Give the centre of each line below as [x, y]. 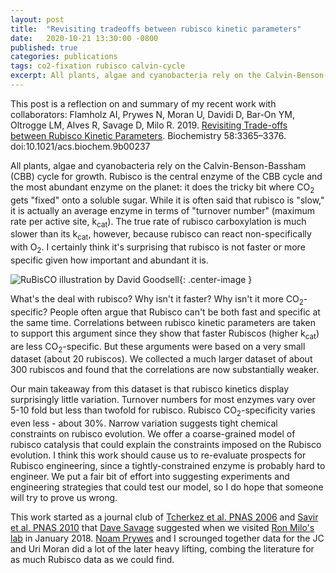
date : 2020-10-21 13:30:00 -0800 [84, 38]
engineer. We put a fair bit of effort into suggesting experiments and [150, 477]
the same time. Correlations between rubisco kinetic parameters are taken [163, 322]
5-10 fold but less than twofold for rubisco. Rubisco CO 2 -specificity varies [163, 411]
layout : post [37, 19]
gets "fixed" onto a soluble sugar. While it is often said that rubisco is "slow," [167, 200]
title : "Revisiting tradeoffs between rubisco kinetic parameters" [156, 29]
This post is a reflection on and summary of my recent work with [143, 103]
